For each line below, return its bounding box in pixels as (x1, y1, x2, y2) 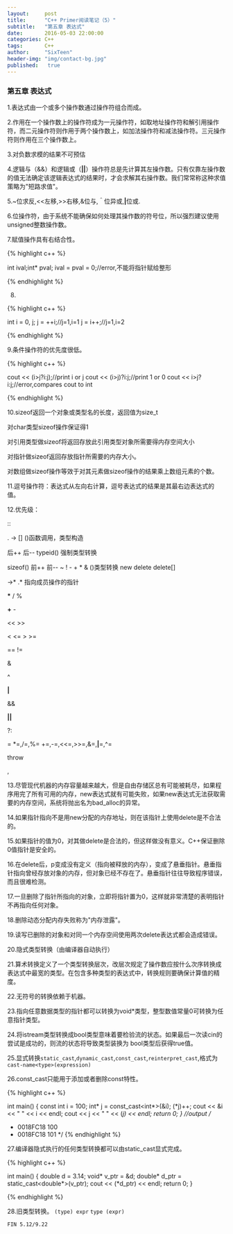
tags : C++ (7, 42, 54, 49)
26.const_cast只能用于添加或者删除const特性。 (7, 1074, 142, 1083)
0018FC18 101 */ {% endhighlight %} (17, 1130, 121, 1138)
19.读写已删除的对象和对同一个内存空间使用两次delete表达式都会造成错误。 (7, 930, 221, 939)
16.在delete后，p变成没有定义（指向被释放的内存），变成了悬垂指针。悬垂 (7, 859, 216, 869)
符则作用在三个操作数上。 (7, 135, 80, 143)
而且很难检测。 (7, 877, 50, 886)
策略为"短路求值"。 (7, 182, 62, 190)
